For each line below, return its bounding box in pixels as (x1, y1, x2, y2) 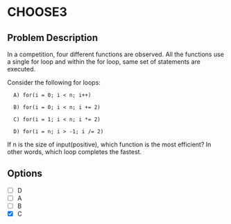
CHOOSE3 (7, 4, 68, 20)
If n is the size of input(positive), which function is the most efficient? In (7, 140, 212, 148)
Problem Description (7, 32, 99, 44)
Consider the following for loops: (7, 78, 101, 87)
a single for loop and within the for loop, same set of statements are (7, 58, 201, 66)
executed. (7, 65, 36, 73)
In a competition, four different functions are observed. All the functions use (7, 50, 224, 58)
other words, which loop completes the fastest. (7, 148, 142, 156)
